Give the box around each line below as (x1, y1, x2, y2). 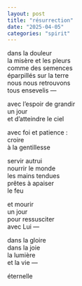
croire (7, 136, 25, 144)
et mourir (7, 200, 34, 209)
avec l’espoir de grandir (7, 100, 76, 109)
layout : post (7, 10, 46, 18)
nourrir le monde (7, 164, 56, 172)
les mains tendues (7, 172, 60, 180)
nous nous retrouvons (7, 79, 71, 88)
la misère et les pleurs (7, 57, 71, 65)
